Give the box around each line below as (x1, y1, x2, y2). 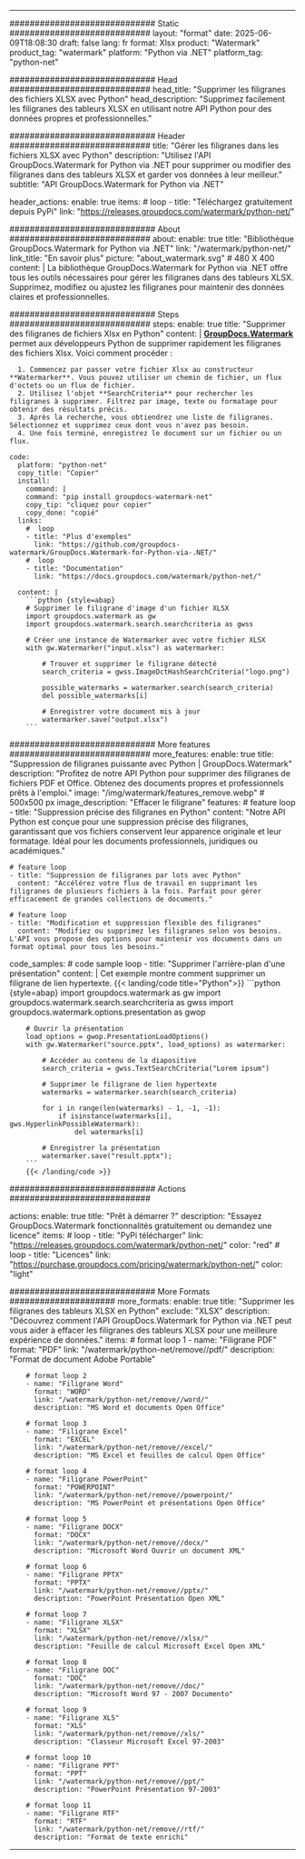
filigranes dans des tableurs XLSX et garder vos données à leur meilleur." (9, 169, 283, 180)
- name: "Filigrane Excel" (25, 1427, 128, 1436)
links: (17, 516, 43, 525)
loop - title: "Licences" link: (9, 1249, 112, 1260)
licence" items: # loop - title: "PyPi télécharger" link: (9, 1230, 204, 1241)
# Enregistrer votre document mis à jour (42, 707, 202, 716)
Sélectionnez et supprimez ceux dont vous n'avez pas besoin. (9, 421, 250, 430)
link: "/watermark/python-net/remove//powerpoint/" (33, 1491, 233, 1500)
